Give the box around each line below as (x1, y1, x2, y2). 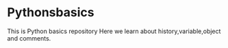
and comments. (7, 34, 51, 42)
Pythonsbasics (7, 5, 94, 20)
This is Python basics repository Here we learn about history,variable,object (7, 27, 221, 35)
